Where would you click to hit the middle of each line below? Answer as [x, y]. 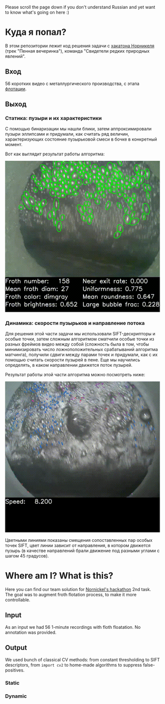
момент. [14, 145]
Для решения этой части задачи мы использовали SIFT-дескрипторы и [80, 333]
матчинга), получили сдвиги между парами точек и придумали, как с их [82, 354]
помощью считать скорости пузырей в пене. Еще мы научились [73, 360]
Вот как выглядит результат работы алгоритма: [55, 154]
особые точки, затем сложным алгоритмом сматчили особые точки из [80, 339]
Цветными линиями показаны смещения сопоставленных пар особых [79, 540]
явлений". [15, 56]
